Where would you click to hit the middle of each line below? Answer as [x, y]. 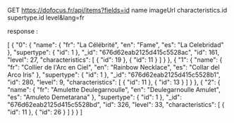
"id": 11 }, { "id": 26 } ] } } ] [45, 112]
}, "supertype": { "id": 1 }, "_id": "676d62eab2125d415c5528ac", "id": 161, [113, 52]
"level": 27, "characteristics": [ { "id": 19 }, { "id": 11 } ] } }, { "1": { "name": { [115, 60]
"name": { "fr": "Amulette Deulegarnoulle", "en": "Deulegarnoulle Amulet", [114, 90]
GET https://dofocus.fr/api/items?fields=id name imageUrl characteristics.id [117, 10]
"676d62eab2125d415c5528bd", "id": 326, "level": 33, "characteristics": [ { [116, 104]
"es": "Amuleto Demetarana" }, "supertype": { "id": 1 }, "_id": [94, 97]
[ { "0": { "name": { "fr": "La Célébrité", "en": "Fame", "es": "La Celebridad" [116, 45]
